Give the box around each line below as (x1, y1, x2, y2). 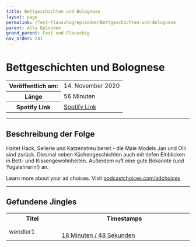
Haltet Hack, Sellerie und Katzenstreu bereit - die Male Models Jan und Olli (6, 144, 186, 152)
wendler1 (9, 227, 35, 235)
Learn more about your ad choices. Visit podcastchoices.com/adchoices (6, 175, 181, 182)
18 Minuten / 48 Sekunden (61, 231, 135, 239)
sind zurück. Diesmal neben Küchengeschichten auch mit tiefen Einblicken (6, 151, 185, 158)
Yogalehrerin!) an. (6, 163, 49, 170)
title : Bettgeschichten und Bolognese (6, 8, 100, 15)
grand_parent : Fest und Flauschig (6, 30, 90, 36)
